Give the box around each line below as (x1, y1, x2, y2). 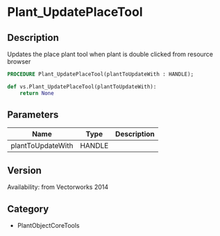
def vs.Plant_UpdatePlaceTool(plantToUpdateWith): (7, 83, 157, 90)
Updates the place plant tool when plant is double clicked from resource (7, 50, 214, 58)
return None (19, 89, 54, 97)
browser (7, 57, 31, 66)
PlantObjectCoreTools (17, 221, 80, 230)
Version (7, 164, 42, 176)
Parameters (7, 109, 59, 121)
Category (7, 203, 49, 215)
